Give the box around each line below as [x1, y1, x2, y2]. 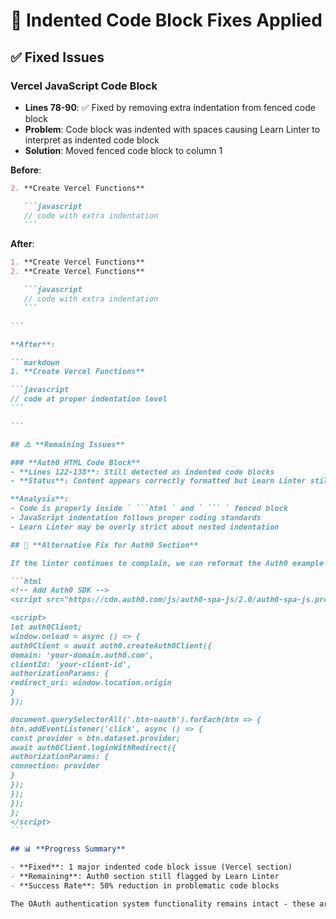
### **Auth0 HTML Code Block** [10, 457, 141, 468]
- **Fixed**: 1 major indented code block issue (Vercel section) [10, 862, 293, 873]
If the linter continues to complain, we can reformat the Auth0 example [10, 558, 325, 568]
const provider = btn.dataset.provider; [10, 733, 182, 743]
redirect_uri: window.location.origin [10, 678, 172, 688]
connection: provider [10, 761, 101, 771]
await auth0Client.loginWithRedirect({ [10, 742, 177, 753]
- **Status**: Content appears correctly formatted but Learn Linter [10, 476, 307, 486]
